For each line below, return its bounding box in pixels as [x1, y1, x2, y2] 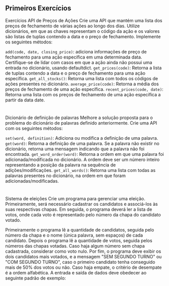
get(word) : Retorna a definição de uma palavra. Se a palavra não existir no [5, 141, 160, 146]
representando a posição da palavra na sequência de [5, 162, 116, 168]
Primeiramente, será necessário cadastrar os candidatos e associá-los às [5, 201, 158, 207]
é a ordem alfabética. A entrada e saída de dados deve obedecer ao [5, 270, 147, 276]
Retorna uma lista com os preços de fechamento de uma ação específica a [5, 91, 161, 97]
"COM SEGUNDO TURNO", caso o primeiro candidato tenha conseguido [5, 259, 155, 265]
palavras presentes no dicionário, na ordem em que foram [5, 173, 126, 179]
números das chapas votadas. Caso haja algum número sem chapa [5, 243, 145, 249]
